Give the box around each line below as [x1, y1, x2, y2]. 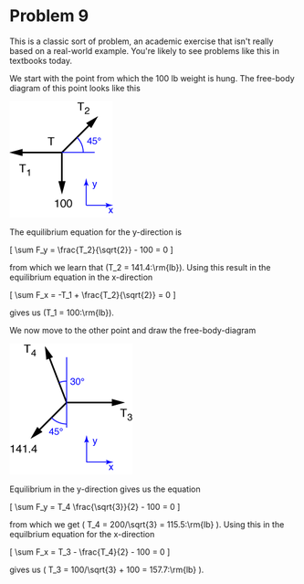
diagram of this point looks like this [9, 82, 142, 93]
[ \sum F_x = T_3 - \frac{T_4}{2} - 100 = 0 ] [9, 546, 171, 557]
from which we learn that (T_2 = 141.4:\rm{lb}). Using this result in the [9, 261, 271, 272]
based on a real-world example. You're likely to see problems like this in [9, 45, 280, 56]
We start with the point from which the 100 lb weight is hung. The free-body [9, 72, 295, 83]
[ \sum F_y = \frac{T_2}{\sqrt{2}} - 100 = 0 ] [9, 244, 173, 255]
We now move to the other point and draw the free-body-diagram [9, 324, 257, 335]
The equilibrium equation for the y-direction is [9, 226, 183, 238]
